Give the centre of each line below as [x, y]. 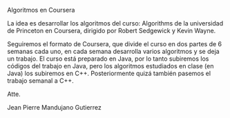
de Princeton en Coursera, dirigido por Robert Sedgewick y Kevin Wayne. [112, 31]
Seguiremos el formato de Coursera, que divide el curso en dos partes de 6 [115, 44]
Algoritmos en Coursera [41, 10]
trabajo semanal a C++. [40, 81]
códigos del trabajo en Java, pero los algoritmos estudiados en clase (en [111, 66]
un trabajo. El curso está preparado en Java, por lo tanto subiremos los [108, 59]
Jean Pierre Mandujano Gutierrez [55, 107]
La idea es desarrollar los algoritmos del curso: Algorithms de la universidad [115, 23]
